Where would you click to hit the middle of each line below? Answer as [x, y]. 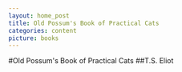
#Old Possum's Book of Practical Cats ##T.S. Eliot [91, 61]
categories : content [43, 30]
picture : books [34, 38]
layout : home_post [39, 16]
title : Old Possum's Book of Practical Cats [84, 23]
